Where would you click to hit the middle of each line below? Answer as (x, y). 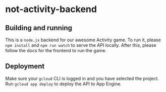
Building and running (39, 28)
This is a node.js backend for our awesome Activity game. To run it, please (83, 40)
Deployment (25, 66)
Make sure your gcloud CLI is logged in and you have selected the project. (82, 78)
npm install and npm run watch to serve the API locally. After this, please (81, 45)
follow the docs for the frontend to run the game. (56, 51)
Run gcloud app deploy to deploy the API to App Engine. (64, 83)
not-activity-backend (51, 9)
